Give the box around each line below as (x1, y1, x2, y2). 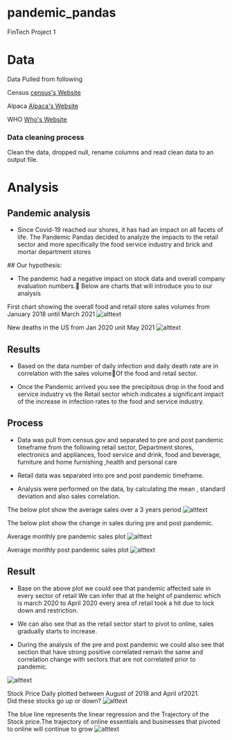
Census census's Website (7, 88, 81, 96)
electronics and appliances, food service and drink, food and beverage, (17, 450, 222, 458)
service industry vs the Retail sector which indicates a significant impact (17, 390, 224, 398)
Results (7, 343, 41, 355)
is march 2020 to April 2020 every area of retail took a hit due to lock (17, 599, 215, 607)
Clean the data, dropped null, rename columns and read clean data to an (7, 148, 214, 156)
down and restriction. (17, 606, 78, 614)
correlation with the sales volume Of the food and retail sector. (17, 369, 198, 377)
